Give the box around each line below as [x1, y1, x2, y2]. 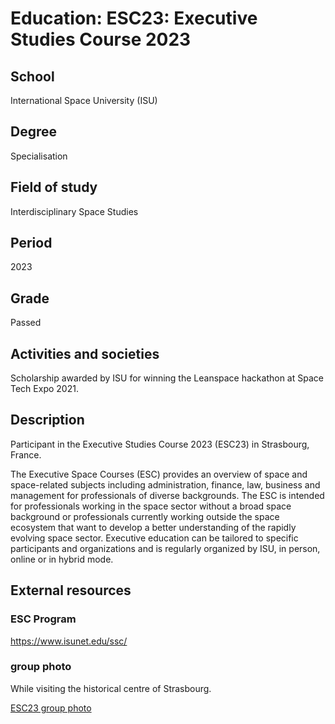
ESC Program [10, 612, 77, 626]
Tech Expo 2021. [10, 383, 79, 395]
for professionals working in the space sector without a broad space [10, 500, 292, 512]
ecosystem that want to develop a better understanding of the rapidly [10, 521, 297, 533]
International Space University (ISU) [10, 95, 158, 106]
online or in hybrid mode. [10, 553, 114, 565]
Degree [10, 123, 58, 141]
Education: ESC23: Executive [10, 7, 258, 30]
